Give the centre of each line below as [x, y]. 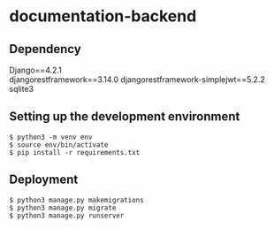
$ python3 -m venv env [51, 137]
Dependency [45, 49]
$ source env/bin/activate [59, 145]
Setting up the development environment [125, 117]
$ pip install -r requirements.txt [75, 152]
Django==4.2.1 [35, 70]
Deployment [44, 180]
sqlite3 [21, 89]
